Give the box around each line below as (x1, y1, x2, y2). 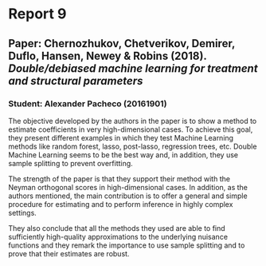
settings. (8, 208, 37, 217)
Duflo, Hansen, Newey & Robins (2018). (8, 49, 207, 62)
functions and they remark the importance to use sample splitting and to (8, 240, 245, 250)
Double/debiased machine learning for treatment (8, 62, 258, 75)
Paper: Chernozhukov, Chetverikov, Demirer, (8, 37, 236, 50)
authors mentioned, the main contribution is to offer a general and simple (8, 191, 248, 200)
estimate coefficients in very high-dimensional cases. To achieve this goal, (8, 125, 253, 134)
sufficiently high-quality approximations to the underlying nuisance (8, 232, 229, 241)
